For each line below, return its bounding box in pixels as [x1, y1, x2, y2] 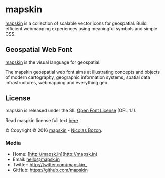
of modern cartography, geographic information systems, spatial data [5, 74, 150, 80]
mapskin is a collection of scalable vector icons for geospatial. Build [5, 20, 147, 26]
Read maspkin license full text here [5, 117, 78, 123]
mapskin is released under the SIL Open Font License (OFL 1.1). [5, 107, 137, 113]
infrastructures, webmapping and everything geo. [5, 79, 109, 85]
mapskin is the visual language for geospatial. [5, 59, 101, 65]
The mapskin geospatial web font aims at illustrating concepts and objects [5, 69, 160, 75]
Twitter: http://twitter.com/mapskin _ [12, 161, 88, 167]
